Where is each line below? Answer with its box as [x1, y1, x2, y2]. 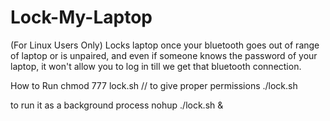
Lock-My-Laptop [10, 6, 153, 29]
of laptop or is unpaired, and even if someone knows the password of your [10, 49, 318, 61]
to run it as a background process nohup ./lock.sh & [10, 99, 224, 111]
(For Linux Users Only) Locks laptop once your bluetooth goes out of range [10, 39, 320, 51]
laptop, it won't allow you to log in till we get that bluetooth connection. [10, 60, 302, 72]
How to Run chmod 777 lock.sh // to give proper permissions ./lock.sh [10, 79, 298, 91]
